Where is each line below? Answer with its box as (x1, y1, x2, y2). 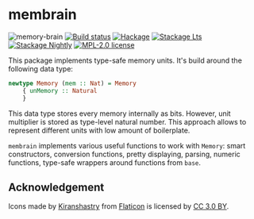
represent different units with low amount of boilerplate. (8, 125, 190, 135)
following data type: (8, 63, 74, 73)
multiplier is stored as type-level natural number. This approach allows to (8, 117, 247, 126)
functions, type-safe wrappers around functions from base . (8, 157, 201, 167)
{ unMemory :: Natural (22, 86, 98, 94)
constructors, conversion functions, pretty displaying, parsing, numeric (8, 149, 241, 159)
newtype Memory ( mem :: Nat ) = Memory (8, 79, 137, 87)
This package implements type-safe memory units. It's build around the (8, 56, 242, 65)
